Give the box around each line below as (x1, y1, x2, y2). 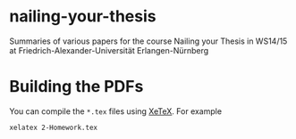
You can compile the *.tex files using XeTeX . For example (9, 105, 222, 117)
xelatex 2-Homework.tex (9, 123, 98, 132)
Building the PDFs (9, 77, 144, 97)
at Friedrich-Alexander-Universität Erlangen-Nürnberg (9, 45, 209, 55)
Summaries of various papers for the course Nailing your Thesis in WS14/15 (9, 36, 288, 46)
